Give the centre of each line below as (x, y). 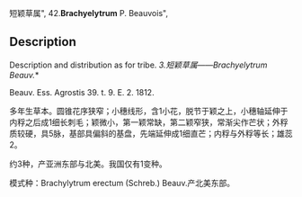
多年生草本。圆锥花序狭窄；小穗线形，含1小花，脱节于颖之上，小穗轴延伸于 (149, 111)
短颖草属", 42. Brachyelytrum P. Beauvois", (89, 13)
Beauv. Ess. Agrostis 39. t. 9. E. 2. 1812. (82, 92)
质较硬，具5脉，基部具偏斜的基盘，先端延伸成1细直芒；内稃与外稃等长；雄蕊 (151, 133)
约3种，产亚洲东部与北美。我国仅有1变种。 (89, 164)
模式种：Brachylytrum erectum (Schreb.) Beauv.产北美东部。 (122, 183)
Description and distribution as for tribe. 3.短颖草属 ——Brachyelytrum (138, 65)
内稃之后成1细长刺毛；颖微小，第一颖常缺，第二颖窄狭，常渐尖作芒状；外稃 (149, 122)
